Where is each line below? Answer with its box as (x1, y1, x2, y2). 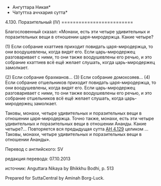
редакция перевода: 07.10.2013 (5, 156, 71, 162)
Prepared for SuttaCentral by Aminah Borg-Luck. (5, 175, 105, 181)
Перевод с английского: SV (5, 146, 63, 152)
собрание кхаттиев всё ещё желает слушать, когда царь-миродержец (5, 60, 155, 65)
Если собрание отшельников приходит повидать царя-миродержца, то (5, 79, 157, 85)
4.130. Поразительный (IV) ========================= (5, 19, 133, 25)
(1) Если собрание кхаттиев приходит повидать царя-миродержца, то (5, 44, 154, 49)
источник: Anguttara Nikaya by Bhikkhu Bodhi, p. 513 (5, 166, 114, 171)
